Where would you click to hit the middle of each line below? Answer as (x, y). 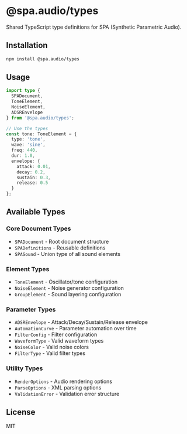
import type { (23, 91)
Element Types (28, 269)
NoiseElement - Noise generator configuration (69, 288)
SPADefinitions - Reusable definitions (60, 248)
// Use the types (27, 128)
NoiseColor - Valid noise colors (52, 347)
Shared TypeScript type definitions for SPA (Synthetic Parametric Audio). (94, 27)
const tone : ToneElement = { (41, 134)
